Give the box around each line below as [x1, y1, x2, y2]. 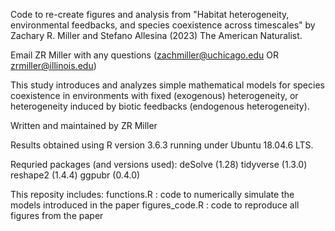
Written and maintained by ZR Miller [10, 120, 158, 131]
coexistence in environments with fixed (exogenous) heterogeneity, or [10, 90, 299, 101]
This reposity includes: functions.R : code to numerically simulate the [10, 189, 295, 200]
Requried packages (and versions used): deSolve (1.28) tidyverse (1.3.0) [10, 159, 308, 170]
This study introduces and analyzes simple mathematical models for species [10, 79, 325, 91]
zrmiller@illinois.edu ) [10, 60, 97, 71]
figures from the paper [10, 210, 104, 221]
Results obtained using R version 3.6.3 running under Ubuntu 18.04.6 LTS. [10, 139, 314, 151]
